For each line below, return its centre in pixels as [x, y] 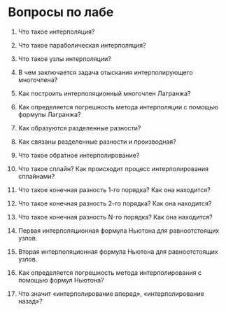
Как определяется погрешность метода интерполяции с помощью [118, 107]
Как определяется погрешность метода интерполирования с [110, 272]
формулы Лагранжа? [49, 114]
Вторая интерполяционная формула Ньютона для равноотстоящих [118, 251]
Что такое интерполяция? [56, 32]
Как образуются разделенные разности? [79, 128]
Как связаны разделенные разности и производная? [97, 142]
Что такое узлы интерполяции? [64, 59]
